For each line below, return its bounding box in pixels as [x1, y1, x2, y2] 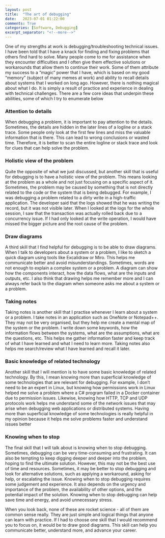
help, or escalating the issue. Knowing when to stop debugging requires [5, 476, 151, 482]
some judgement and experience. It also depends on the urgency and [5, 481, 146, 487]
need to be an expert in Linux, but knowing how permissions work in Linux [5, 385, 156, 391]
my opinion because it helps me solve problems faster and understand [5, 416, 148, 422]
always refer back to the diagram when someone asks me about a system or [5, 280, 160, 286]
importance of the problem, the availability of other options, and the [5, 486, 142, 492]
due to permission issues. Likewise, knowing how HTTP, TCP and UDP [5, 395, 148, 401]
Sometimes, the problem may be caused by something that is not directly [5, 184, 153, 190]
